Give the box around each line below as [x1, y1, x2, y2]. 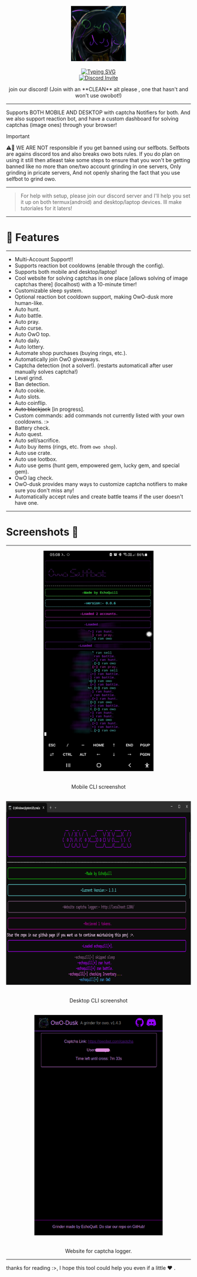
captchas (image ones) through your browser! [6, 122, 117, 128]
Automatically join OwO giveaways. [14, 356, 100, 363]
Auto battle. [14, 311, 43, 319]
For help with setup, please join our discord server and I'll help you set [20, 192, 191, 199]
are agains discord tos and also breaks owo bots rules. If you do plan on [6, 150, 180, 157]
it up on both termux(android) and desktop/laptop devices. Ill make [20, 199, 182, 205]
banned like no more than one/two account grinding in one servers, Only [6, 163, 182, 170]
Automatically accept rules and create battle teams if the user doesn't [14, 493, 184, 500]
